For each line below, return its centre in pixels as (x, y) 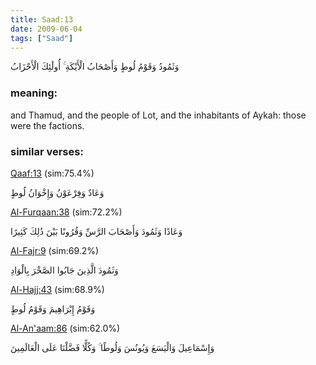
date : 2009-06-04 (46, 29)
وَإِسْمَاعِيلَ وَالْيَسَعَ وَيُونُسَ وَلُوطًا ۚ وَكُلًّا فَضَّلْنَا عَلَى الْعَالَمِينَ (112, 347)
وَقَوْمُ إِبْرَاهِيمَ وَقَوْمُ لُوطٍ (53, 308)
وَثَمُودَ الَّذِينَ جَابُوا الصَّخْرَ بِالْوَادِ (64, 270)
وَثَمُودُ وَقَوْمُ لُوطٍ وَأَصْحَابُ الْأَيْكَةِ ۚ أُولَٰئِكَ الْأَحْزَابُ (95, 67)
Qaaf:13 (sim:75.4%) (52, 173)
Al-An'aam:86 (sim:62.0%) (65, 328)
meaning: (34, 93)
